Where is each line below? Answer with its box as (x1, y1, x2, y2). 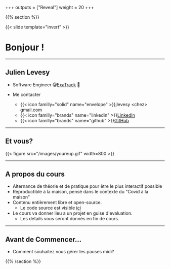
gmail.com (20, 107, 42, 113)
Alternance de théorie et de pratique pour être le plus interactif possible (12, 183, 162, 189)
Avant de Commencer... (5, 235, 82, 244)
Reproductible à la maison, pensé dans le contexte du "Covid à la (12, 189, 149, 195)
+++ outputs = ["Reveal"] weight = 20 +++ (5, 5, 95, 10)
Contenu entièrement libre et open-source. (12, 199, 102, 206)
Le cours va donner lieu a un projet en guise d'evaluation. (12, 210, 133, 216)
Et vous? (5, 137, 33, 146)
